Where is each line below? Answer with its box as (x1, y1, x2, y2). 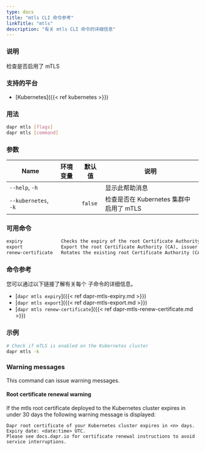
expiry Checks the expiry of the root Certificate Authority (6, 238, 201, 244)
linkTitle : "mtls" (6, 20, 53, 26)
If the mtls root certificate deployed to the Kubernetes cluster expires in (6, 404, 186, 411)
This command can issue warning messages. (6, 376, 120, 384)
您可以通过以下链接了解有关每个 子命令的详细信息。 (6, 280, 136, 288)
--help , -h (9, 183, 38, 192)
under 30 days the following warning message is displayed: (6, 411, 156, 418)
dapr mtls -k (6, 348, 40, 354)
